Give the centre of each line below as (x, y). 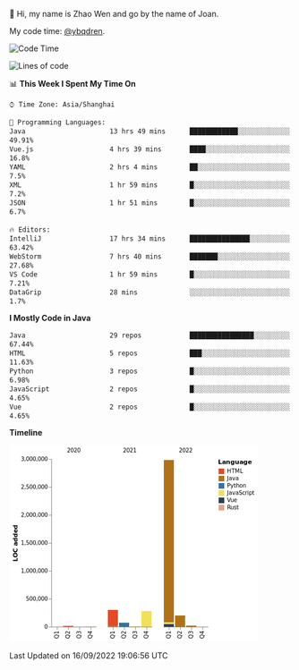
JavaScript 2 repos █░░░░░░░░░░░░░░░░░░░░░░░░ (150, 389)
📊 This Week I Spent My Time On (73, 84)
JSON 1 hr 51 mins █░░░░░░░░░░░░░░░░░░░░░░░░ (150, 203)
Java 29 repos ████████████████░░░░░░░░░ (150, 335)
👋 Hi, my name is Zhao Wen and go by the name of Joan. (114, 14)
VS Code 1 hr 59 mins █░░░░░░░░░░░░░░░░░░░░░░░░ (150, 275)
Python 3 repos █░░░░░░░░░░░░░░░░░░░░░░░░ (150, 371)
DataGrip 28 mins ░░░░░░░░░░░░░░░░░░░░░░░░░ (150, 293)
